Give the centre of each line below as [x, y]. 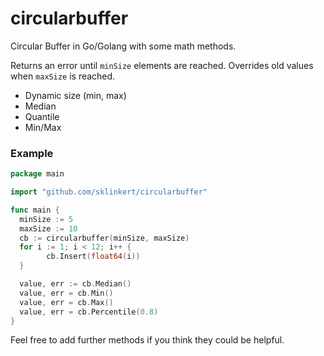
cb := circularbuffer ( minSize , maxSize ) [104, 238]
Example [32, 153]
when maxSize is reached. [63, 76]
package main [37, 174]
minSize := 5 [46, 219]
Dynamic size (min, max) [75, 95]
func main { [35, 210]
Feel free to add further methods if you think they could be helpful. [147, 340]
